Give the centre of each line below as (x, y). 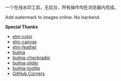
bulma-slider (25, 63)
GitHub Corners (28, 73)
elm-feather (25, 47)
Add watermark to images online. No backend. (53, 17)
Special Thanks (22, 27)
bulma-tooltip (26, 68)
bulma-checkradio (31, 58)
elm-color (22, 37)
